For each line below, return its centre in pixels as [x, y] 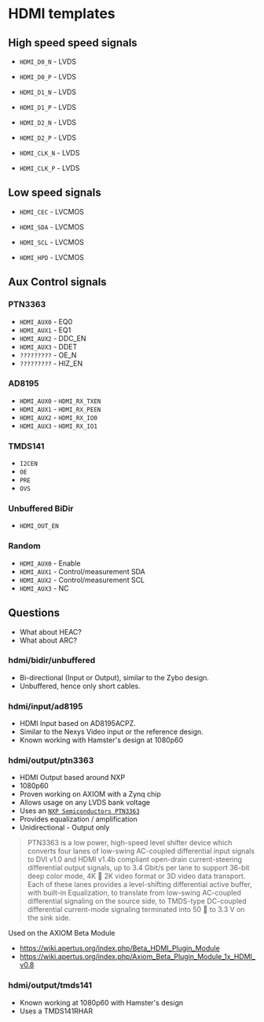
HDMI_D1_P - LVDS [48, 107]
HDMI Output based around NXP [72, 778]
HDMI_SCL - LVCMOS [52, 242]
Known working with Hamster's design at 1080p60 [101, 740]
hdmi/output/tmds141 [50, 985]
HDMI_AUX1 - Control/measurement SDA [82, 571]
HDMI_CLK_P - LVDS [49, 168]
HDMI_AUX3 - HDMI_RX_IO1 [59, 426]
